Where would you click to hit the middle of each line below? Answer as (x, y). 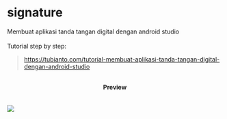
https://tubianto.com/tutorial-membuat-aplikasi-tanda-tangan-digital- (122, 59)
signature (35, 13)
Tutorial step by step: (37, 46)
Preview (115, 87)
